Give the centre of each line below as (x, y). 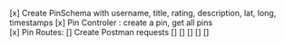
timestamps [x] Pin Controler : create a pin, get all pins (111, 23)
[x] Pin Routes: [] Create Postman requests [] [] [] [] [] (109, 32)
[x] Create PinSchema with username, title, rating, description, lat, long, (143, 13)
